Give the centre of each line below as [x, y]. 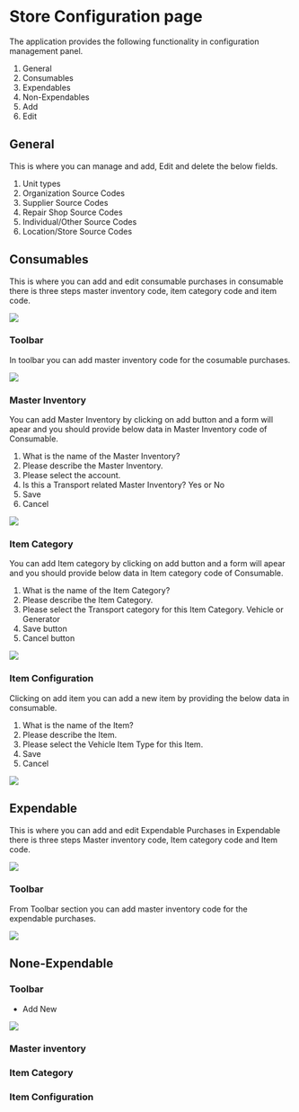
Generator [41, 619]
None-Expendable [62, 964]
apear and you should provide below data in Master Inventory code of [138, 430]
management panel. [46, 50]
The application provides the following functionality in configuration [134, 41]
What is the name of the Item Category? [96, 591]
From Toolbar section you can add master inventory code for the [129, 909]
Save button [44, 629]
